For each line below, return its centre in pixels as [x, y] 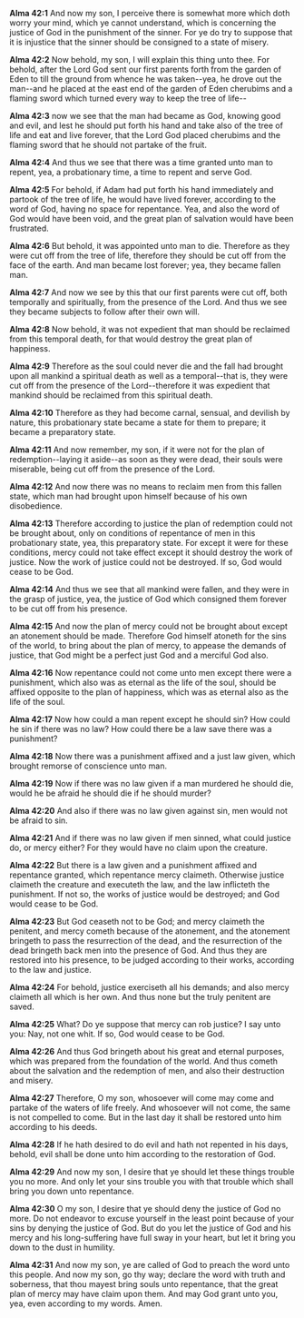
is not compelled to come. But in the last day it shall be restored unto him [146, 1117]
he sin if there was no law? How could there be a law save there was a [141, 729]
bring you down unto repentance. [72, 1191]
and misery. [31, 1080]
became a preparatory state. [63, 432]
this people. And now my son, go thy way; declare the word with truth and [147, 1274]
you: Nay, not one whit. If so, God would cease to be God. [117, 1034]
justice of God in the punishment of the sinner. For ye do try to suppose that [151, 32]
